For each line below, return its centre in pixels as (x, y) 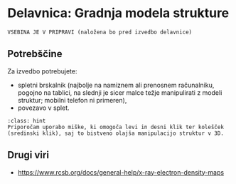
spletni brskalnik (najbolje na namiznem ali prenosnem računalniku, (116, 85)
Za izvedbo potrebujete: (42, 71)
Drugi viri (28, 155)
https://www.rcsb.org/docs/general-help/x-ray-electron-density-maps (121, 172)
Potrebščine (35, 54)
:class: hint (27, 121)
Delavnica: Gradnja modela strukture (118, 13)
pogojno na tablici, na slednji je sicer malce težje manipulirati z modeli (120, 92)
